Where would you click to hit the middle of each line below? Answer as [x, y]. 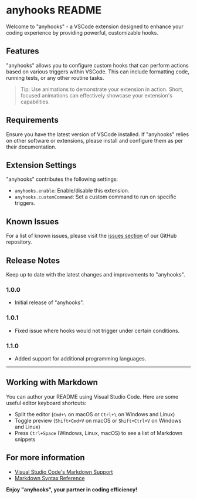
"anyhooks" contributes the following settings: [62, 179]
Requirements [32, 120]
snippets [25, 439]
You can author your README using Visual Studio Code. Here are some [92, 396]
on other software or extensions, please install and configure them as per [95, 140]
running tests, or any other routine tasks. [55, 77]
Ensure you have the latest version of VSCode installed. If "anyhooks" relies [98, 134]
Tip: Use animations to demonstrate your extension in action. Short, [102, 89]
